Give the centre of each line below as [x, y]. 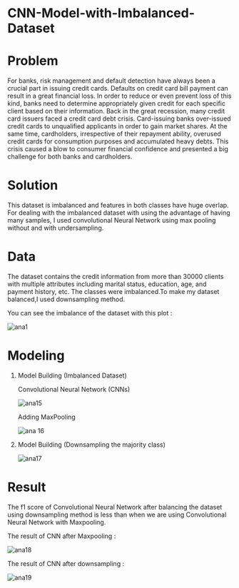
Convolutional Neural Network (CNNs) [74, 389]
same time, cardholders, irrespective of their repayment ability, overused [114, 134]
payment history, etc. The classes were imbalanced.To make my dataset [113, 292]
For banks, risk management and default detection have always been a [111, 81]
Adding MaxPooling [47, 417]
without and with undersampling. [56, 228]
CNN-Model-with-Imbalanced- [101, 13]
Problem [33, 61]
